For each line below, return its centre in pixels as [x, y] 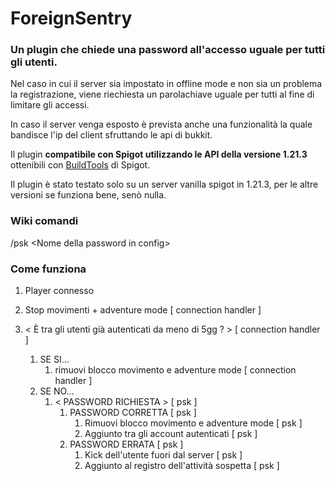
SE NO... [57, 391]
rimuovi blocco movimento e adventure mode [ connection [175, 370]
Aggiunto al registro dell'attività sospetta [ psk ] [182, 466]
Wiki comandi [44, 221]
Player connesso [59, 291]
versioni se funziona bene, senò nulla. [88, 195]
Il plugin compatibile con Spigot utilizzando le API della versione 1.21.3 [159, 154]
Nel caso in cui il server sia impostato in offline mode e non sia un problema [166, 84]
